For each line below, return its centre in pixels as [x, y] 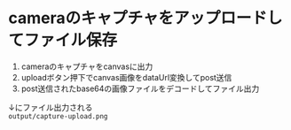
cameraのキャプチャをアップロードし [145, 18]
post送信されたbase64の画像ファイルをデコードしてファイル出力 [140, 88]
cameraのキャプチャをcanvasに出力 [87, 66]
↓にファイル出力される [51, 107]
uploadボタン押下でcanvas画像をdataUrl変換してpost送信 [126, 77]
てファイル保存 [63, 40]
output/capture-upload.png [58, 116]
